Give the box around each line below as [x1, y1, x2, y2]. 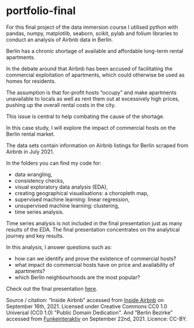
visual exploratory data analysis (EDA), [14, 183, 108, 190]
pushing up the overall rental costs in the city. [6, 101, 116, 108]
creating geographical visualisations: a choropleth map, [14, 189, 149, 196]
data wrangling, [14, 170, 53, 178]
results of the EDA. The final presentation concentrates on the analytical [6, 226, 180, 233]
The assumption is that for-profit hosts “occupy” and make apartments [6, 89, 177, 96]
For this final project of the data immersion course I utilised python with [6, 24, 178, 31]
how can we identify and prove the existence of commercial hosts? [14, 255, 177, 262]
